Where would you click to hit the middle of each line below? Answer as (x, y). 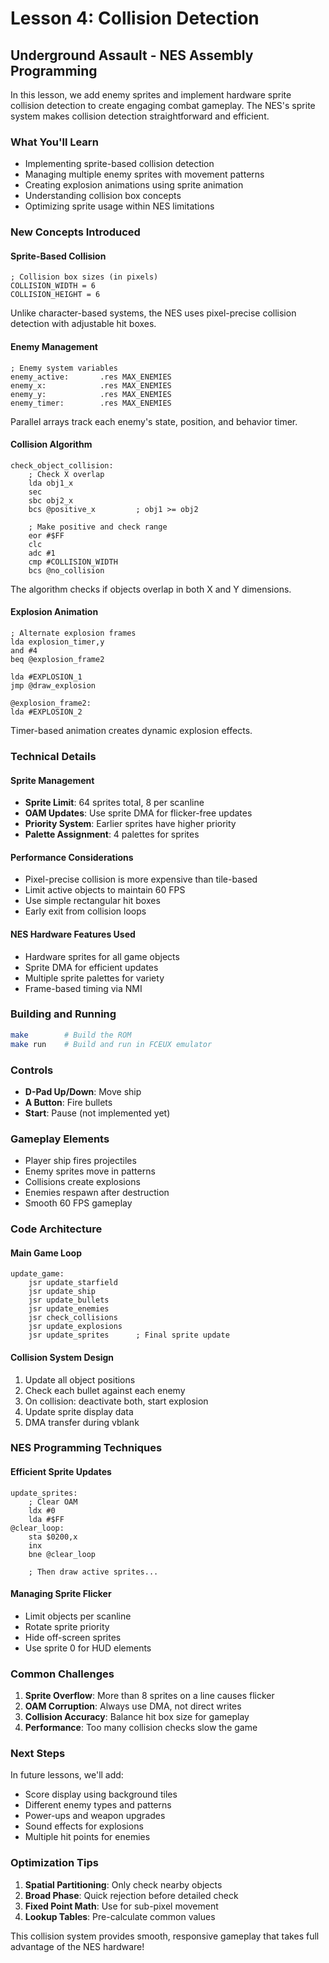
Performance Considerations (72, 857)
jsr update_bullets (69, 1300)
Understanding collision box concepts (103, 196)
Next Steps (38, 1754)
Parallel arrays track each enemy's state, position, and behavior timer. (154, 421)
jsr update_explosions (75, 1327)
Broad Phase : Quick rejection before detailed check (131, 1895)
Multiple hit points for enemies (87, 1837)
